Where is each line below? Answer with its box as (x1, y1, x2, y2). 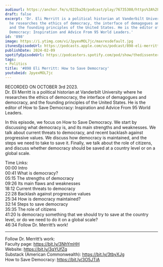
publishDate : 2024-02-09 (5, 48, 55, 53)
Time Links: (5, 159, 28, 166)
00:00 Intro (5, 165, 28, 171)
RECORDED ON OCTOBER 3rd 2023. (5, 84, 79, 90)
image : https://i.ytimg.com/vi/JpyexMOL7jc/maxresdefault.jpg (5, 39, 133, 44)
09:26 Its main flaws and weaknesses (5, 180, 81, 186)
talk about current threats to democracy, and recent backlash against (5, 130, 143, 135)
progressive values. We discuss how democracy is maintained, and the (5, 134, 147, 140)
